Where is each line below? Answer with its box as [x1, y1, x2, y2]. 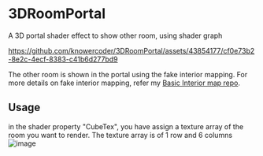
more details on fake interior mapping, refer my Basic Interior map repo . [8, 78, 241, 87]
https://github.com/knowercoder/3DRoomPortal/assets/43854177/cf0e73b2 [8, 46, 255, 55]
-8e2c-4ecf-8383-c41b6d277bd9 [8, 54, 118, 64]
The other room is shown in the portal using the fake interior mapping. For [8, 69, 248, 79]
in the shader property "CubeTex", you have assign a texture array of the [8, 121, 244, 131]
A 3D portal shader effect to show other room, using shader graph [8, 31, 223, 40]
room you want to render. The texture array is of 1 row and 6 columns [8, 130, 233, 139]
